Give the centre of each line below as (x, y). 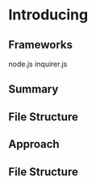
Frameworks (41, 45)
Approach (34, 144)
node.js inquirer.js (38, 64)
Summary (33, 89)
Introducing (48, 15)
